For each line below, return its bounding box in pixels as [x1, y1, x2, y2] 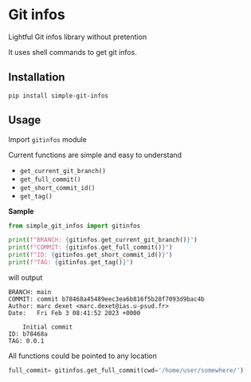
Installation [8, 70, 65, 85]
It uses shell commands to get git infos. [8, 47, 137, 57]
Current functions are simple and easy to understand [8, 150, 182, 159]
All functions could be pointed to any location [8, 351, 157, 360]
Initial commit [22, 323, 73, 331]
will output [8, 273, 43, 282]
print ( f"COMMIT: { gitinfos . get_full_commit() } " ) [8, 243, 173, 252]
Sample [8, 206, 34, 216]
